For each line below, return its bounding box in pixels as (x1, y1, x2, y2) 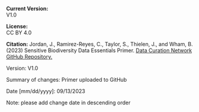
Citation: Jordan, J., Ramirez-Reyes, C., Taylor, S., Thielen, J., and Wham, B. (6, 41, 193, 47)
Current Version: (6, 5, 49, 12)
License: (6, 23, 28, 30)
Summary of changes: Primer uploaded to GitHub (6, 76, 127, 83)
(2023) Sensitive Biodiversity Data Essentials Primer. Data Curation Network (6, 47, 192, 54)
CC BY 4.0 (6, 29, 32, 36)
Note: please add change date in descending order (6, 99, 131, 106)
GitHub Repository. (6, 53, 52, 60)
